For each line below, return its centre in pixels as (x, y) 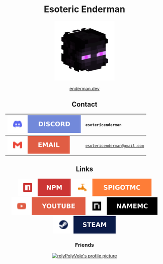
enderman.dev (85, 88)
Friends (85, 245)
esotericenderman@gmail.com (115, 146)
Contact (85, 104)
